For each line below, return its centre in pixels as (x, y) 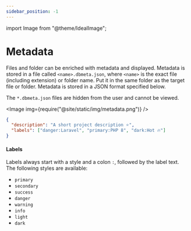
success (24, 192)
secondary (26, 186)
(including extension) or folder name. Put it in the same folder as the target (95, 80)
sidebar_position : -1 (32, 11)
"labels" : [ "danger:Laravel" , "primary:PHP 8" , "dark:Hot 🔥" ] (89, 131)
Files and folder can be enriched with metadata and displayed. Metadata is (95, 68)
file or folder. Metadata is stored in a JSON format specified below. (86, 86)
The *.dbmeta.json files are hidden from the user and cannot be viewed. (93, 97)
